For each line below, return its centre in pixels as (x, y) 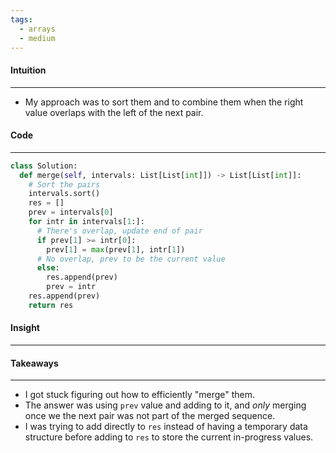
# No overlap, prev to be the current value (131, 259)
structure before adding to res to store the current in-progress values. (169, 437)
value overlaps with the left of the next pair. (114, 112)
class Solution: (44, 166)
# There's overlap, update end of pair (119, 231)
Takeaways (34, 363)
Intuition (28, 70)
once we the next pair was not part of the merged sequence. (150, 416)
